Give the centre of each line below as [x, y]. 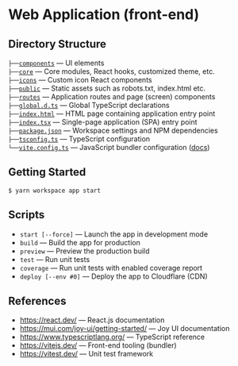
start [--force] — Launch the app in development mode [114, 234]
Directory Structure [58, 44]
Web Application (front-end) [104, 15]
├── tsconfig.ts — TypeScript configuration [79, 139]
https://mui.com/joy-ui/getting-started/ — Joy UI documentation [125, 329]
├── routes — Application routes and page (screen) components [112, 96]
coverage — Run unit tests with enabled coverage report [111, 268]
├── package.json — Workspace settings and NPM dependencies [113, 130]
